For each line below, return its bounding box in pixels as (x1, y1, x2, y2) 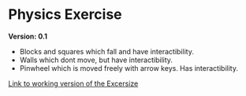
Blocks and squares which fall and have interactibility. (19, 46, 195, 56)
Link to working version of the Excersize (8, 79, 139, 88)
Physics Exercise (8, 6, 122, 24)
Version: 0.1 (8, 31, 48, 41)
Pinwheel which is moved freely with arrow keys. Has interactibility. (19, 63, 239, 72)
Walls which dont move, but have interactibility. (19, 55, 173, 65)
